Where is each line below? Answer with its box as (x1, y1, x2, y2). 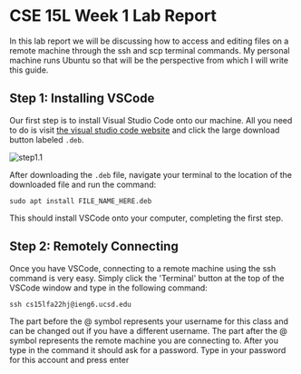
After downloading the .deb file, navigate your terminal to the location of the (9, 169, 293, 180)
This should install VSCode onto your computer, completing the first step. (9, 212, 284, 223)
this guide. (9, 64, 49, 75)
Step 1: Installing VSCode (9, 91, 155, 106)
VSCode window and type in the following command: (9, 282, 209, 293)
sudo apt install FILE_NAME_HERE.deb (9, 196, 152, 205)
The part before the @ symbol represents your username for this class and (9, 315, 288, 327)
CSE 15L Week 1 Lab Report (9, 5, 218, 26)
